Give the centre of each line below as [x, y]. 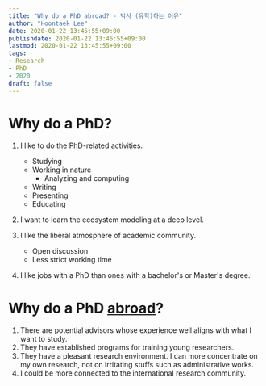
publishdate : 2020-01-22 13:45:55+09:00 [77, 38]
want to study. [44, 339]
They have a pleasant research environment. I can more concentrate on [139, 356]
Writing [44, 187]
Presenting [50, 195]
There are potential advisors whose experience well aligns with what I [136, 330]
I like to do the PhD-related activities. [81, 145]
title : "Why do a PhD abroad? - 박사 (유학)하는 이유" [96, 16]
